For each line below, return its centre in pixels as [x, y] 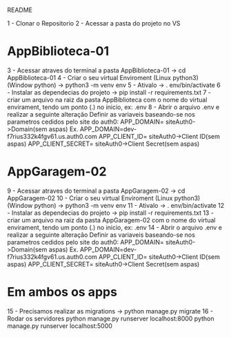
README [20, 10]
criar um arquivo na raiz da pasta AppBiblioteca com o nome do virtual [107, 99]
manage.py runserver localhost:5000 [60, 326]
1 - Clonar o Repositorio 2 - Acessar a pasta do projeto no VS [94, 23]
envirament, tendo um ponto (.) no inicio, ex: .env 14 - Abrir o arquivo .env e [115, 227]
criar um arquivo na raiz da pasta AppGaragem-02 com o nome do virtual [111, 220]
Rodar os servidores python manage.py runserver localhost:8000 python [111, 318]
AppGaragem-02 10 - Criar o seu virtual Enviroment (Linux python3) [104, 198]
